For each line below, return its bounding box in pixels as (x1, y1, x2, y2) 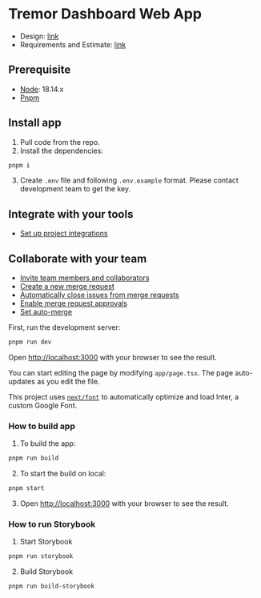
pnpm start (8, 484, 45, 492)
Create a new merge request (19, 282, 114, 291)
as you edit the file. (37, 376, 100, 386)
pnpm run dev (8, 338, 52, 347)
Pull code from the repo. (19, 137, 100, 146)
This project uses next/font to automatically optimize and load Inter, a (8, 391, 239, 401)
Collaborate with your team (8, 251, 147, 265)
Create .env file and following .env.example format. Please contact (19, 175, 239, 185)
